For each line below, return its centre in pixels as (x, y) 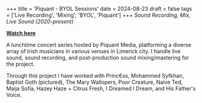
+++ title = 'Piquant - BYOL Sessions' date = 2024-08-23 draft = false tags (99, 9)
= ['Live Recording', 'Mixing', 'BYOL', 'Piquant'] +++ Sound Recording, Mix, (98, 15)
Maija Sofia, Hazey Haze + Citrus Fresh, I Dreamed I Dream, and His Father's (101, 89)
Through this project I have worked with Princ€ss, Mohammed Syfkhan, (95, 76)
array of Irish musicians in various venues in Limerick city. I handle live (93, 51)
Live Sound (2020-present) (40, 21)
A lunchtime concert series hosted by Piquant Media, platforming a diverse (99, 45)
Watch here (21, 33)
